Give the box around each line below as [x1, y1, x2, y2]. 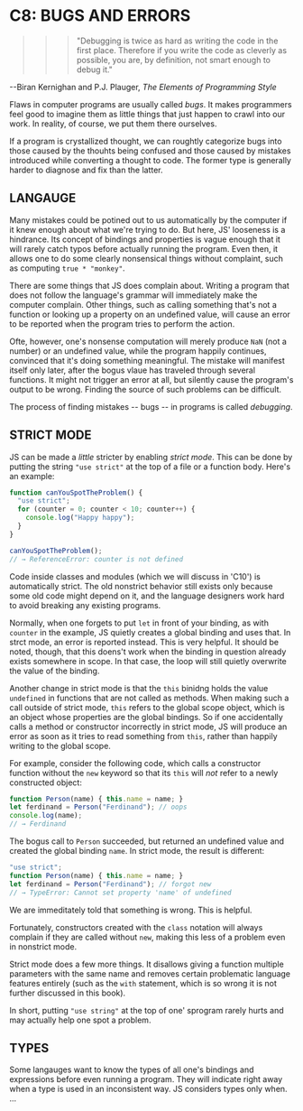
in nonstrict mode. [9, 940, 78, 952]
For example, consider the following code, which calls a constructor [9, 757, 262, 768]
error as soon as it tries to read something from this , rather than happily [9, 730, 278, 741]
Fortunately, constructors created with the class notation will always [9, 921, 263, 932]
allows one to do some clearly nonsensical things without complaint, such [9, 253, 284, 264]
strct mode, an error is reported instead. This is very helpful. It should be [9, 636, 280, 647]
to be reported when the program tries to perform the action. [9, 318, 235, 329]
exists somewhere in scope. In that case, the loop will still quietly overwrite [9, 655, 287, 666]
